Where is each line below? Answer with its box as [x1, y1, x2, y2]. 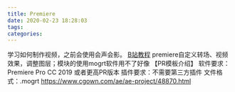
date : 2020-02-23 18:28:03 [7, 17, 88, 24]
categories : [7, 30, 43, 38]
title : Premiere [7, 10, 56, 18]
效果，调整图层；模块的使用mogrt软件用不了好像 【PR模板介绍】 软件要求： [7, 59, 230, 68]
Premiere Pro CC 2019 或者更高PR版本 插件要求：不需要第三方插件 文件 [7, 68, 217, 76]
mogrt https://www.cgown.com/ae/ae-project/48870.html [21, 77, 192, 86]
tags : [7, 23, 23, 30]
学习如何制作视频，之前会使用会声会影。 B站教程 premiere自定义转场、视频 [7, 50, 229, 59]
